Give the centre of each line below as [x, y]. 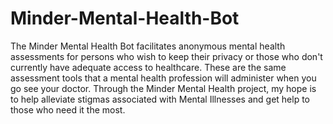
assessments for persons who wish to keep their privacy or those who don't [166, 56]
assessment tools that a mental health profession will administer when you [163, 78]
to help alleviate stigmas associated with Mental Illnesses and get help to [160, 99]
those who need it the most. [68, 109]
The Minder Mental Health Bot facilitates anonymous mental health [148, 46]
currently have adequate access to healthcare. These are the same [148, 67]
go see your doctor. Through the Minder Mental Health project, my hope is [163, 88]
